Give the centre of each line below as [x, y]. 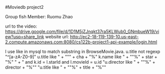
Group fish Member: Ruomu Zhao [39, 17]
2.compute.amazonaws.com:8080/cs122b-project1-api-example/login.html [81, 42]
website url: [57, 37]
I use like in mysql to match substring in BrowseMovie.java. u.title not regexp [83, 52]
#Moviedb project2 [24, 7]
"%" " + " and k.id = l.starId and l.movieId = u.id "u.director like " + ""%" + [80, 62]
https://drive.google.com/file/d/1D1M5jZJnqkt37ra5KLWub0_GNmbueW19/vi [82, 31]
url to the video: [21, 26]
